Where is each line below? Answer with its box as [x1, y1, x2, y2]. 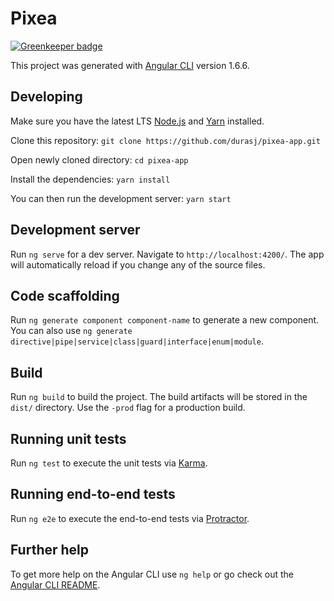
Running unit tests [10, 430, 127, 447]
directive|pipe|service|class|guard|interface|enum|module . [10, 335, 264, 347]
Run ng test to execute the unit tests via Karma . [10, 457, 208, 469]
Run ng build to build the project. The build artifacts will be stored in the [10, 391, 308, 403]
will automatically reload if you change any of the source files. [10, 258, 266, 271]
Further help [10, 542, 90, 559]
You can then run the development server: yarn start [10, 192, 232, 204]
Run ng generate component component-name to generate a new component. [10, 314, 320, 326]
